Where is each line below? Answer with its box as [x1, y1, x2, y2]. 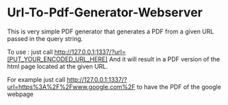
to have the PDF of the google [136, 82, 221, 91]
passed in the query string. [7, 34, 84, 42]
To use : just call [7, 48, 53, 56]
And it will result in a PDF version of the [109, 55, 220, 63]
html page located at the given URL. [7, 62, 108, 70]
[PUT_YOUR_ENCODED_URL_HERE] [7, 55, 108, 63]
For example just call [7, 75, 66, 83]
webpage [7, 90, 34, 98]
